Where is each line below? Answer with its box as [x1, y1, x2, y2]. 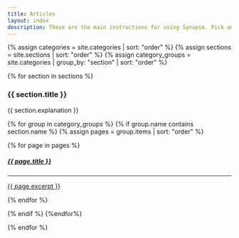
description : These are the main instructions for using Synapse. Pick [7, 23, 224, 31]
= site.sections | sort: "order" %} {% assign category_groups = [7, 50, 191, 59]
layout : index [7, 17, 50, 24]
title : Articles [7, 10, 55, 18]
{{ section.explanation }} [7, 106, 80, 114]
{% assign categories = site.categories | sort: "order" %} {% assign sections [7, 43, 232, 52]
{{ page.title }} [7, 157, 52, 166]
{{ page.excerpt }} [7, 182, 61, 190]
